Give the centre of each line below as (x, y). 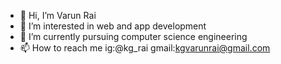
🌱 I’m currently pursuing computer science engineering (133, 36)
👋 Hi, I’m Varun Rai (58, 15)
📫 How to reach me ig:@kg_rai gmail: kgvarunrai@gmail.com (145, 48)
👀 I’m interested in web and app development (113, 26)
